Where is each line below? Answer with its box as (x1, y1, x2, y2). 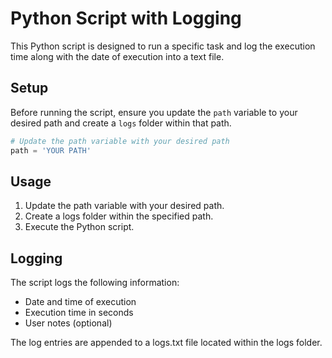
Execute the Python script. (24, 221, 135, 233)
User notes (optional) (24, 317, 113, 329)
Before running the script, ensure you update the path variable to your (10, 106, 298, 118)
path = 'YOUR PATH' (10, 145, 92, 156)
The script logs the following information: (10, 277, 180, 289)
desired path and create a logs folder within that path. (10, 117, 232, 129)
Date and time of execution (24, 296, 137, 308)
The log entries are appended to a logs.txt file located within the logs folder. (10, 337, 323, 349)
